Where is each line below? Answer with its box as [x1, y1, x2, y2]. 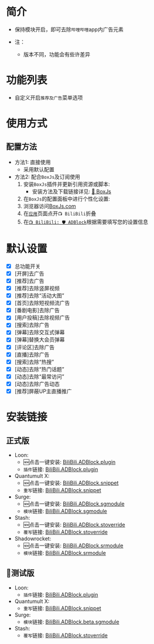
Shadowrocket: [14, 535, 52, 542]
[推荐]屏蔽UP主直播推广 [14, 388, 72, 395]
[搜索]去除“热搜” [14, 358, 54, 365]
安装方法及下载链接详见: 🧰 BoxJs [32, 188, 111, 195]
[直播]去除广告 [14, 351, 50, 358]
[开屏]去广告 [14, 270, 45, 277]
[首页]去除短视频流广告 [14, 300, 70, 307]
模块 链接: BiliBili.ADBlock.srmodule [23, 549, 107, 556]
